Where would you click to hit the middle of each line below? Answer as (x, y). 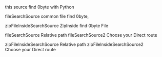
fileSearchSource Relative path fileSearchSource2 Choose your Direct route (81, 35)
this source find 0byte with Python (40, 7)
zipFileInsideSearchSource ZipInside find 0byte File (57, 26)
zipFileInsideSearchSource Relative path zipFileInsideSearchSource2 (74, 44)
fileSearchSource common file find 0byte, (47, 16)
